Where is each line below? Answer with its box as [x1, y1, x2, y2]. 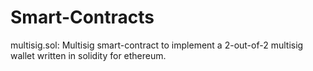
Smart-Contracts [10, 6, 155, 29]
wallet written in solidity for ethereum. [10, 49, 167, 61]
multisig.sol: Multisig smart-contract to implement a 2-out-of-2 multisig [10, 39, 304, 51]
